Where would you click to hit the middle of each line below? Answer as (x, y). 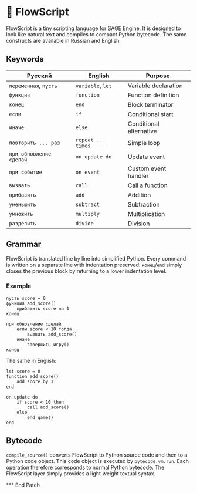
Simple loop (144, 143)
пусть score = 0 (26, 298)
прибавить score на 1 (43, 308)
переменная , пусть (33, 86)
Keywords (25, 59)
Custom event (147, 168)
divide (84, 223)
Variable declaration (155, 86)
